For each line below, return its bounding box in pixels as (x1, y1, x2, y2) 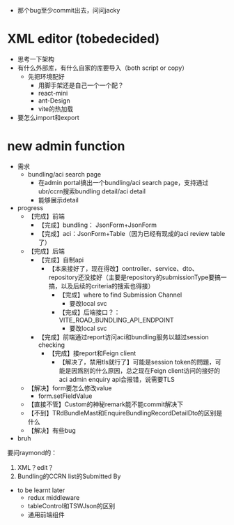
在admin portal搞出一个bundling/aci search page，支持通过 (38, 178, 209, 186)
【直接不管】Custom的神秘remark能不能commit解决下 (27, 400, 183, 408)
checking (38, 341, 65, 349)
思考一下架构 (17, 54, 54, 63)
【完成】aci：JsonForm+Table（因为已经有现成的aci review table (38, 229, 226, 237)
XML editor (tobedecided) (7, 31, 160, 47)
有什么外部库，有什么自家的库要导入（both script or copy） (17, 64, 188, 72)
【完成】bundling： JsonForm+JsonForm (38, 221, 157, 229)
